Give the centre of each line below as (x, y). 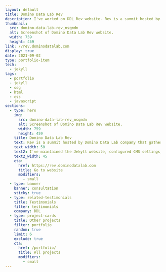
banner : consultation (36, 188)
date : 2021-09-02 (23, 55)
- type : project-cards (33, 216)
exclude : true (28, 239)
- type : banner (25, 184)
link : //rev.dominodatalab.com (37, 46)
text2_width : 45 (31, 156)
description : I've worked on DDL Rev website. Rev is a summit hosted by (83, 19)
